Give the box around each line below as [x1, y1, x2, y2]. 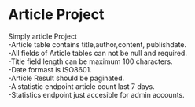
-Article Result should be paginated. [8, 73, 125, 83]
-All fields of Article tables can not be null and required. [8, 48, 187, 57]
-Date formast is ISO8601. [8, 65, 92, 74]
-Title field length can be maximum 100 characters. [8, 57, 173, 66]
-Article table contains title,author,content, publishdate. [8, 39, 187, 49]
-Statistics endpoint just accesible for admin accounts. [8, 90, 185, 99]
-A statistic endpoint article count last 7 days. [8, 81, 155, 91]
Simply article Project [8, 31, 77, 41]
